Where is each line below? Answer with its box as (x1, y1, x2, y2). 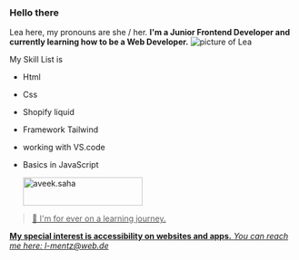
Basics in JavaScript (22, 159, 99, 170)
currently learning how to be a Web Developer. (9, 36, 189, 47)
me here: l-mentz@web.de (9, 240, 109, 251)
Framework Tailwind (22, 124, 99, 135)
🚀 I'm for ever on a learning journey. (31, 213, 166, 224)
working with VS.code (22, 142, 106, 153)
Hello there (9, 6, 59, 19)
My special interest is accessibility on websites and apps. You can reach (9, 231, 289, 242)
